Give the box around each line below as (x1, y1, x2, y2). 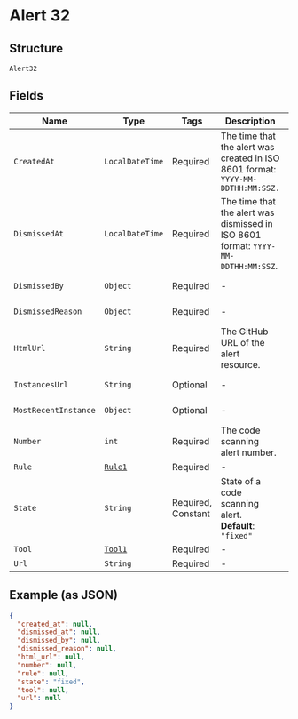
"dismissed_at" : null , (17, 627, 101, 636)
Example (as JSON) (9, 587, 118, 603)
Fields (9, 88, 44, 103)
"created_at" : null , (17, 619, 93, 628)
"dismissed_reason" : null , (17, 644, 117, 653)
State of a (220, 475, 262, 487)
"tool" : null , (17, 685, 69, 694)
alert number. (220, 446, 277, 459)
